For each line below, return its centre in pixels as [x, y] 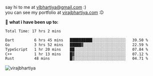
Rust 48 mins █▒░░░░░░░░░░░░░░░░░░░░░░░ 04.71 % [77, 59]
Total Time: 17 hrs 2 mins [33, 31]
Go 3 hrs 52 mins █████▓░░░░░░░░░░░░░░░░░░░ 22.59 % [77, 45]
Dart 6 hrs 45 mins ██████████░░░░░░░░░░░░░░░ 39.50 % [77, 40]
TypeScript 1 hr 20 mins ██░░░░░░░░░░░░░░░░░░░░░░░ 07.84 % [77, 49]
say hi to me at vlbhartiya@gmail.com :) [46, 7]
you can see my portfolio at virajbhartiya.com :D [54, 12]
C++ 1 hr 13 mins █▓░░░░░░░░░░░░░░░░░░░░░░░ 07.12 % [77, 54]
